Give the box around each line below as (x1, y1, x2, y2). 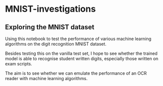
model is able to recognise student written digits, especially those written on (5, 56, 159, 62)
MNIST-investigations (5, 3, 96, 15)
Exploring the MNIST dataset (5, 23, 95, 31)
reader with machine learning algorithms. (5, 76, 88, 81)
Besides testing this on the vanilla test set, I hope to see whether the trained (5, 50, 158, 56)
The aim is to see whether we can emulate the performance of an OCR (5, 70, 147, 76)
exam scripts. (5, 61, 33, 66)
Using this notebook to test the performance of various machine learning (5, 36, 152, 42)
